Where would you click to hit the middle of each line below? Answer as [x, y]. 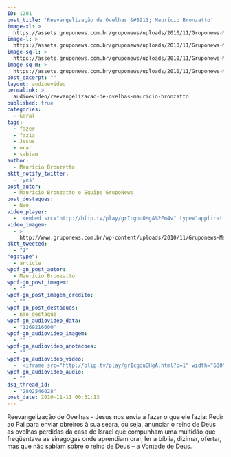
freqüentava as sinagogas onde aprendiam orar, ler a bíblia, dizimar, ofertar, [114, 439]
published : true [30, 103]
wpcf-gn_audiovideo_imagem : [47, 333]
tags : [15, 122]
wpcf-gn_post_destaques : [43, 308]
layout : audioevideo [37, 84]
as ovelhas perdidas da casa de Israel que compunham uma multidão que [111, 432]
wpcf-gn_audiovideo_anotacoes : [52, 346]
